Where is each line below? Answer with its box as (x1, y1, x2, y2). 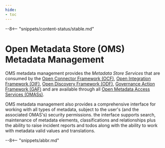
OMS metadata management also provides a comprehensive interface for (5, 101, 156, 107)
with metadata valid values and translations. (5, 128, 96, 134)
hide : (5, 7, 16, 12)
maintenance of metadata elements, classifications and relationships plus (5, 117, 156, 123)
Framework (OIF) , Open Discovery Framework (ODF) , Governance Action (5, 81, 156, 87)
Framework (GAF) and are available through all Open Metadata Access (5, 86, 151, 92)
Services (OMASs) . (5, 91, 45, 97)
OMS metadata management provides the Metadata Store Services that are (5, 70, 161, 76)
